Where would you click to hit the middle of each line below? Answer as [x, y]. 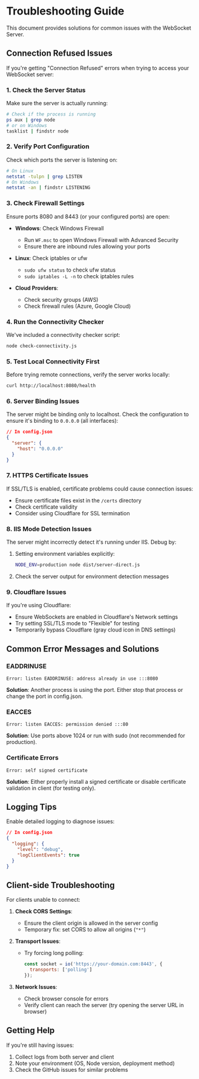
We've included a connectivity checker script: [63, 334]
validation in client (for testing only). [51, 788]
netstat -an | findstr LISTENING [48, 188]
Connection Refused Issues [60, 54]
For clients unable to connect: [43, 900]
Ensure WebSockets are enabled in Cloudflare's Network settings [96, 617]
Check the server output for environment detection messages [92, 576]
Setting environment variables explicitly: [65, 554]
